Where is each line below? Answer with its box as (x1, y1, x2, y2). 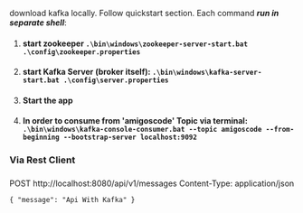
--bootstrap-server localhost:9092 (62, 133, 197, 143)
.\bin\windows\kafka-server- (152, 68, 262, 78)
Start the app (22, 95, 74, 106)
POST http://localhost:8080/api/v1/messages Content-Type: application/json (9, 178, 295, 189)
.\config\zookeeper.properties (22, 47, 141, 57)
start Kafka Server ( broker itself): (22, 67, 151, 78)
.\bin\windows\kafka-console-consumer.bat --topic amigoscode (22, 125, 262, 134)
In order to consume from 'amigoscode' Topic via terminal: (22, 116, 249, 126)
